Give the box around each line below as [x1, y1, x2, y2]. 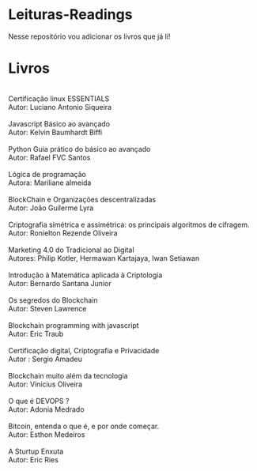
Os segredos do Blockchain [8, 295, 98, 305]
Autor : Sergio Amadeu [8, 354, 83, 364]
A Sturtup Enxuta [8, 447, 64, 456]
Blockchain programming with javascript [8, 320, 140, 330]
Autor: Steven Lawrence [8, 303, 87, 313]
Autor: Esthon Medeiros [8, 429, 85, 439]
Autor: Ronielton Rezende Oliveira [8, 228, 118, 238]
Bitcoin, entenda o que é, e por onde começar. [8, 421, 160, 431]
